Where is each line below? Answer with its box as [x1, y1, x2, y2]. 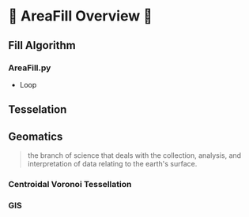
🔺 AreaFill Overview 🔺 [8, 7, 153, 25]
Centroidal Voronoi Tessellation [8, 179, 132, 189]
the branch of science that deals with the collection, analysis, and [27, 151, 242, 160]
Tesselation [8, 103, 67, 117]
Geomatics [8, 129, 63, 143]
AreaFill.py [8, 62, 51, 73]
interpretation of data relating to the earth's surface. [27, 159, 198, 169]
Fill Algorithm [8, 39, 77, 52]
